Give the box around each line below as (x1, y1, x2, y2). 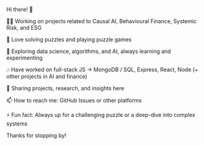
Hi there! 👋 (6, 6, 34, 13)
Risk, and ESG (6, 24, 42, 31)
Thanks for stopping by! (6, 132, 67, 139)
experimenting (6, 54, 43, 61)
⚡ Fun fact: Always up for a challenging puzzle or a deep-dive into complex (6, 111, 195, 118)
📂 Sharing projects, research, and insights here (6, 85, 125, 91)
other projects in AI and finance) (6, 73, 87, 80)
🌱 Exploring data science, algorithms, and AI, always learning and (6, 48, 171, 55)
